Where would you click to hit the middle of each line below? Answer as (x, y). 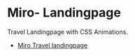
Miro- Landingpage (64, 13)
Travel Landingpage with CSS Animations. (67, 32)
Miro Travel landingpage (52, 45)
